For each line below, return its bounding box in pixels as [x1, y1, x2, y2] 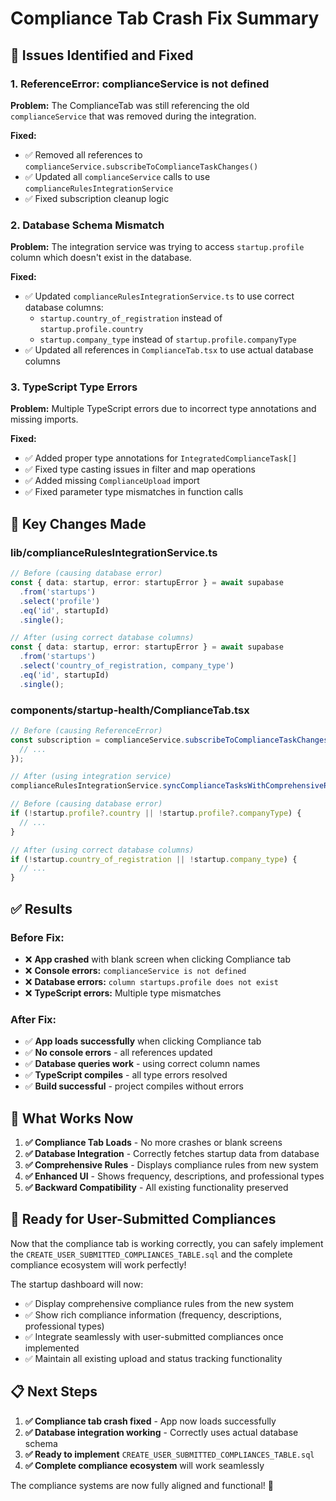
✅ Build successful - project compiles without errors [24, 1080, 244, 1092]
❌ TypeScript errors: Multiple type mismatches [24, 987, 222, 999]
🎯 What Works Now [10, 1110, 134, 1127]
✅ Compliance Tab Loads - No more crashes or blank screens [24, 1137, 283, 1148]
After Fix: [10, 1012, 57, 1026]
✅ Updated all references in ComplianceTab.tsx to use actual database [24, 344, 314, 356]
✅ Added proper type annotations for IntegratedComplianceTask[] [24, 452, 298, 464]
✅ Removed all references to [24, 148, 143, 161]
